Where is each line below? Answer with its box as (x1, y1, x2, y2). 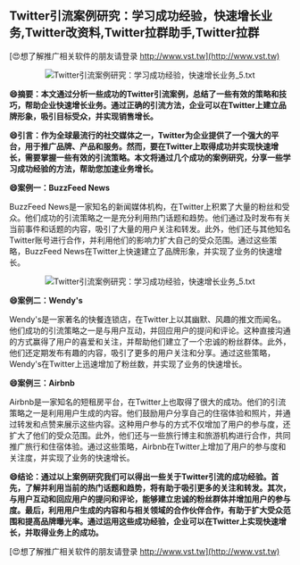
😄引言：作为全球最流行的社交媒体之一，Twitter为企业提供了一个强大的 (9, 129, 271, 140)
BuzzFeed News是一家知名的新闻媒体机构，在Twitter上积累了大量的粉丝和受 (9, 201, 290, 212)
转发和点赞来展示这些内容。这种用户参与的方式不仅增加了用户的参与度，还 (16, 419, 291, 429)
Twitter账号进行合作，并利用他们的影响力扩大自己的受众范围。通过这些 (9, 235, 270, 245)
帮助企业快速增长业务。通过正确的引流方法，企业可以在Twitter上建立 (24, 99, 279, 110)
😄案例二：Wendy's (9, 295, 83, 305)
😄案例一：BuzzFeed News (9, 182, 110, 193)
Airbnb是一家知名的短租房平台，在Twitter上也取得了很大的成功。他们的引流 (9, 396, 287, 407)
